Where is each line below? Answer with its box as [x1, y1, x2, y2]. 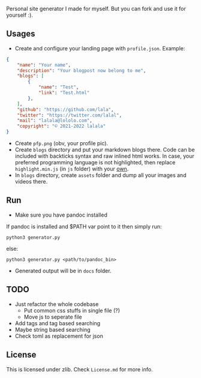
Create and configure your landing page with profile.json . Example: [14, 44, 185, 52]
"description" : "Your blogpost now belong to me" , [17, 67, 146, 74]
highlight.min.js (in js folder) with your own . [14, 165, 129, 173]
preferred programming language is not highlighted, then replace [14, 159, 176, 166]
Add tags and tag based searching [14, 319, 101, 326]
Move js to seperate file [23, 313, 82, 320]
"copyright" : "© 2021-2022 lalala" [17, 123, 106, 130]
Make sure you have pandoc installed [14, 211, 108, 218]
